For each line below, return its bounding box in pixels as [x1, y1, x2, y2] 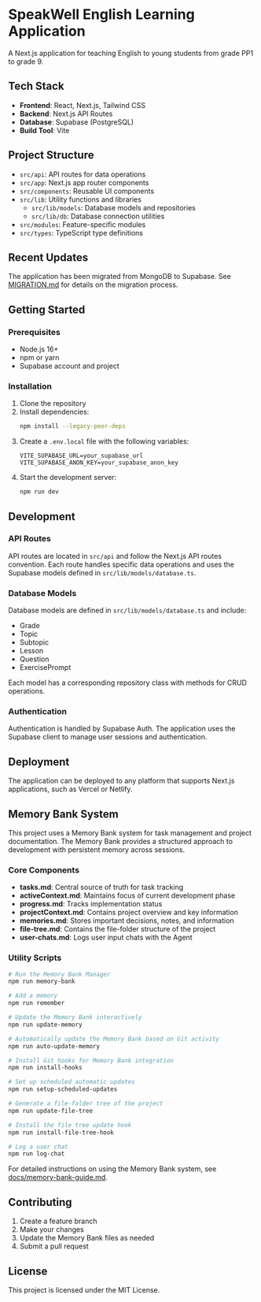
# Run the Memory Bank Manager [8, 970, 111, 978]
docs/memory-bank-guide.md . [8, 1173, 108, 1182]
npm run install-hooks [8, 1064, 83, 1072]
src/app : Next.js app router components [19, 177, 149, 187]
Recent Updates [8, 251, 89, 264]
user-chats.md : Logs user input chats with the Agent [19, 932, 193, 943]
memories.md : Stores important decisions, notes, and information [19, 916, 234, 925]
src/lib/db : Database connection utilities [31, 211, 165, 221]
